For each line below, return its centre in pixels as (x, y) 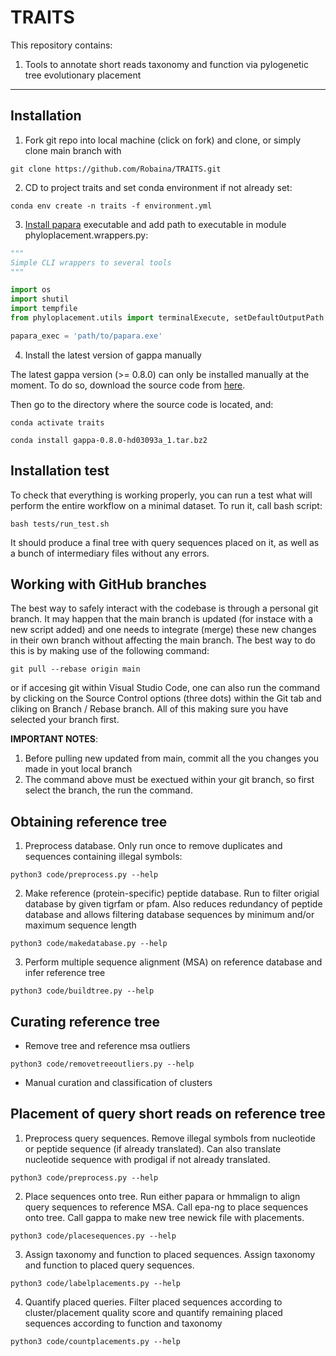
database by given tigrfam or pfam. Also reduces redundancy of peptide (173, 904)
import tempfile (44, 309)
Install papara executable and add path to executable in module (155, 224)
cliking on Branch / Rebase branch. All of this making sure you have (149, 709)
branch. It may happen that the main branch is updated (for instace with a (161, 619)
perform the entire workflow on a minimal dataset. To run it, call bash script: (166, 505)
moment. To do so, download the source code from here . (128, 385)
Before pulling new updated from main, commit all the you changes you (172, 758)
